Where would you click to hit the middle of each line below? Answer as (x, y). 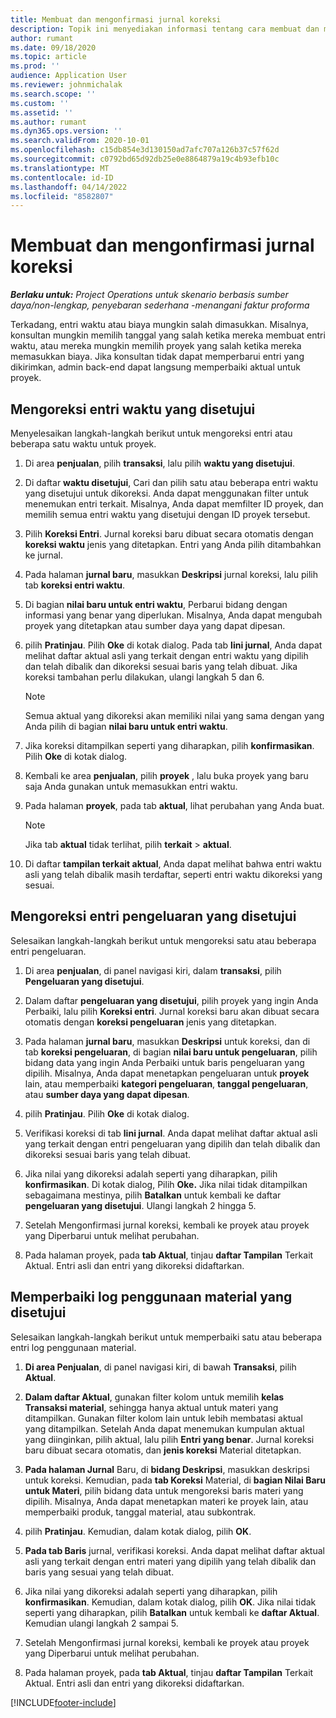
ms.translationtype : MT (60, 168)
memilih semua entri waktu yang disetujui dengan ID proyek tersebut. (167, 514)
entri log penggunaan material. (73, 1347)
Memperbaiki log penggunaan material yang (151, 1297)
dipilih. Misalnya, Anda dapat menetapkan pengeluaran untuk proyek (167, 1073)
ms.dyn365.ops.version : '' (66, 131)
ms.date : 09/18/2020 (53, 47)
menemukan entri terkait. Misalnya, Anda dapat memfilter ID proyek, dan (174, 504)
